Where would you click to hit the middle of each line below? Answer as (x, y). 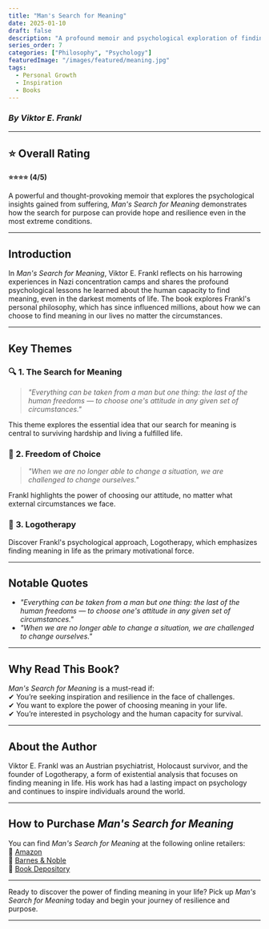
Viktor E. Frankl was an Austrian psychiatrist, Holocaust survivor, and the (128, 766)
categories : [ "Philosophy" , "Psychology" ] (80, 53)
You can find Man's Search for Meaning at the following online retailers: (127, 843)
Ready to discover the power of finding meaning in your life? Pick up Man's (132, 891)
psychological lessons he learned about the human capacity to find (119, 290)
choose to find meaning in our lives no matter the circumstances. (115, 316)
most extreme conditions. (50, 222)
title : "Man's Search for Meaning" (68, 16)
